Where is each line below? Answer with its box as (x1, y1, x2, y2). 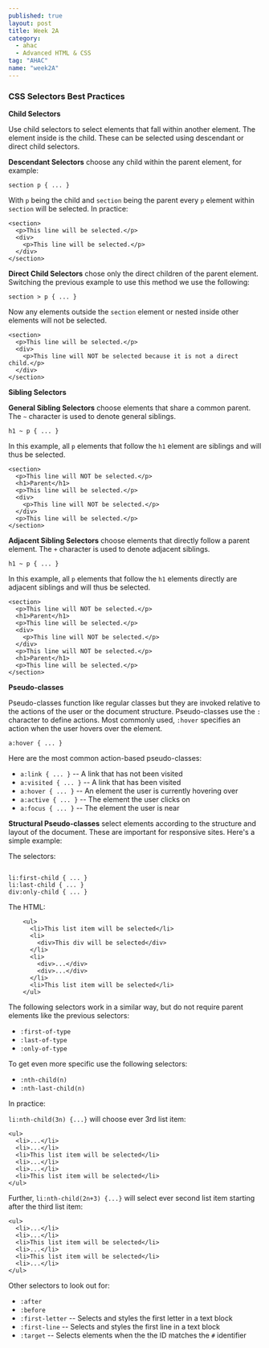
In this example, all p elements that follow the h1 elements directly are (8, 574, 238, 584)
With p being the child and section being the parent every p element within (8, 195, 255, 205)
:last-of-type (19, 1037, 67, 1045)
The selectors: (8, 852, 56, 861)
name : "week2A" (8, 64, 59, 72)
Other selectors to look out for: (8, 1280, 110, 1291)
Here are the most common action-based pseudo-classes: (8, 754, 202, 763)
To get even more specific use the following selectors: (8, 1059, 188, 1069)
